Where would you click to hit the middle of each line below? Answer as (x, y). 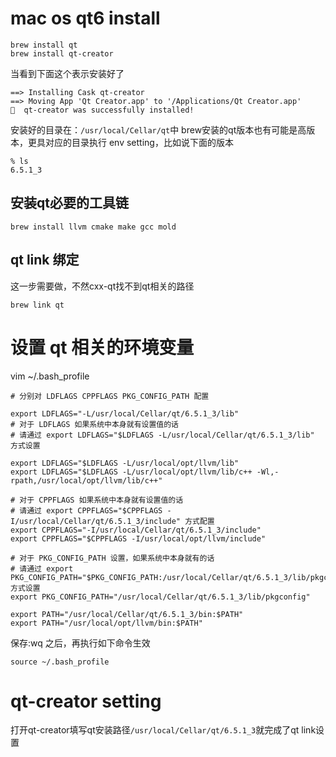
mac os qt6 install (85, 18)
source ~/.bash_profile (60, 662)
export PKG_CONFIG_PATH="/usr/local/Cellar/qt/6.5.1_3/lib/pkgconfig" (160, 597)
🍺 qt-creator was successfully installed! (102, 110)
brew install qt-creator (62, 53)
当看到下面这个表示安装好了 (67, 73)
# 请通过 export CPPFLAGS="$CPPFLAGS (86, 510)
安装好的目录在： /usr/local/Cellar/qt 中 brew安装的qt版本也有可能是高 (158, 129)
